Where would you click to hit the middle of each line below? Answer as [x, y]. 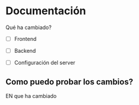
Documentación [46, 11]
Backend [25, 51]
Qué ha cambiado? [29, 27]
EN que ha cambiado [31, 96]
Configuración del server [45, 63]
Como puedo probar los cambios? [69, 82]
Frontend [25, 39]
